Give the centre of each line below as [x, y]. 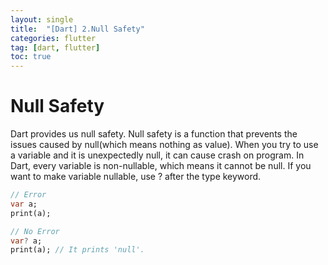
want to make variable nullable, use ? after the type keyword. [136, 177]
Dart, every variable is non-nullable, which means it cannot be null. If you [161, 166]
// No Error [35, 231]
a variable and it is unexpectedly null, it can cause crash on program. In [157, 155]
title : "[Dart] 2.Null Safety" [77, 29]
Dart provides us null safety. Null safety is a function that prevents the [154, 134]
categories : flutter [53, 38]
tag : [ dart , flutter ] [55, 47]
